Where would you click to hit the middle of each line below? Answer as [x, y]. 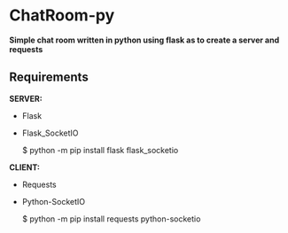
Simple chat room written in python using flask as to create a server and [144, 40]
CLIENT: [24, 167]
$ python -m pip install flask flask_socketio [100, 150]
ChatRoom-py [62, 16]
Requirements [49, 78]
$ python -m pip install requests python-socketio [111, 219]
